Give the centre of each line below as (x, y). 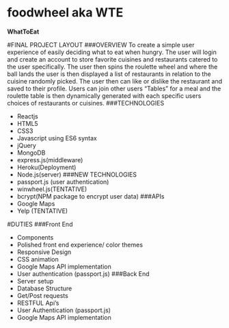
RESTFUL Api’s (38, 303)
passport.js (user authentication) (63, 181)
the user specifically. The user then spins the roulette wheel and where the (112, 66)
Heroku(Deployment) (46, 167)
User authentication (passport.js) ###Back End (83, 274)
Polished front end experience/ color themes (80, 244)
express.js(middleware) (50, 160)
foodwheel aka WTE (65, 13)
